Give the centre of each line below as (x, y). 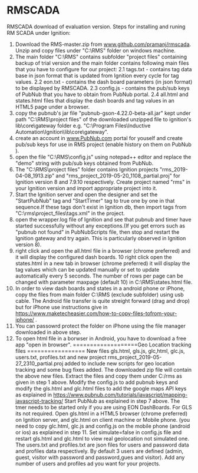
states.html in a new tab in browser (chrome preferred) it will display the (103, 263)
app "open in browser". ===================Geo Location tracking (103, 345)
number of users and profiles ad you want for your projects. (88, 464)
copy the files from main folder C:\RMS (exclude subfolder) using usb (100, 295)
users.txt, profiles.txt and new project (61, 357)
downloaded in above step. (48, 332)
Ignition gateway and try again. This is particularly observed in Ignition (100, 238)
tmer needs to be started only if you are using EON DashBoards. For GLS (103, 407)
